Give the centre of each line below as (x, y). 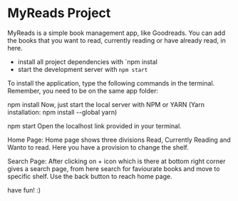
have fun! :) (24, 190)
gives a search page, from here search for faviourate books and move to (114, 168)
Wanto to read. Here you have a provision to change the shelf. (98, 147)
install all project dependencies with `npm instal (88, 61)
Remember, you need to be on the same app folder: (83, 91)
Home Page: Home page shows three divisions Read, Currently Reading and (119, 140)
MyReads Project (59, 13)
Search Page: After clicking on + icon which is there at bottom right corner (117, 161)
